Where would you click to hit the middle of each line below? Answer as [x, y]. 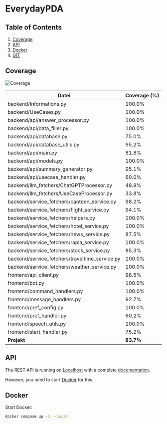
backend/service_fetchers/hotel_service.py [58, 226]
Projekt [16, 340]
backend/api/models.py [35, 161]
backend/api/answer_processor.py [49, 120]
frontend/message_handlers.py [44, 299]
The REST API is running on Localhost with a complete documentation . [78, 370]
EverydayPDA [34, 9]
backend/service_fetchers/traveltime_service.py [64, 259]
